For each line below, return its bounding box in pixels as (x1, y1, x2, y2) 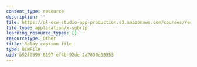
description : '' (6, 14, 46, 20)
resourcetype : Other (6, 36, 57, 41)
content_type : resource (6, 8, 64, 15)
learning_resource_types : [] (6, 30, 77, 36)
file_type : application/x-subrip (6, 24, 88, 31)
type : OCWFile (6, 47, 41, 52)
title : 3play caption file (6, 41, 72, 47)
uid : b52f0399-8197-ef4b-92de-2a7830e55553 (6, 52, 114, 58)
